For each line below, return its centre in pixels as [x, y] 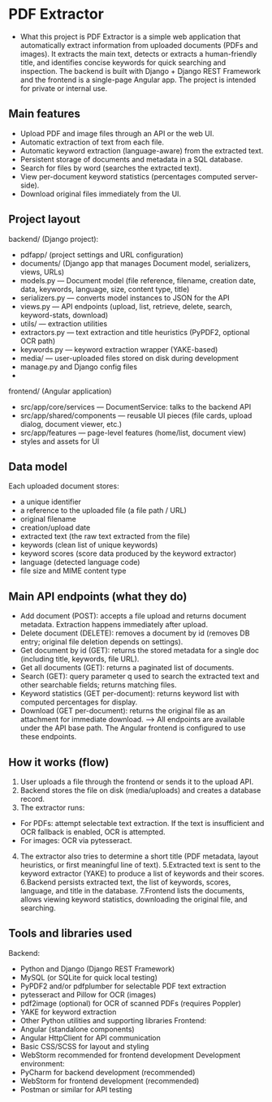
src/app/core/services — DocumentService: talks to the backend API [136, 407]
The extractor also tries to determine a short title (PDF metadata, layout [139, 856]
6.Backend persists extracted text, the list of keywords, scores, [125, 882]
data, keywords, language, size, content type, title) [105, 289]
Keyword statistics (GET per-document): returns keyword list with [130, 694]
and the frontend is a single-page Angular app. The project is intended [138, 80]
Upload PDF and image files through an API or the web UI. [117, 133]
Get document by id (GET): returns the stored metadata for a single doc [140, 651]
